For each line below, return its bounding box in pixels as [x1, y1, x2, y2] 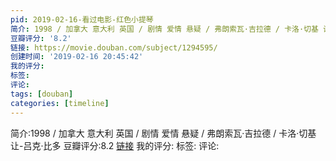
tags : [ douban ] [10, 89, 74, 99]
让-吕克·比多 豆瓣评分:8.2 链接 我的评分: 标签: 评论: [10, 139, 220, 151]
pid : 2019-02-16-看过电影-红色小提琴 [10, 14, 154, 25]
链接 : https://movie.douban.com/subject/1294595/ [10, 42, 218, 53]
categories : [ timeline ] [10, 98, 110, 108]
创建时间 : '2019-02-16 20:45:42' [10, 52, 144, 62]
